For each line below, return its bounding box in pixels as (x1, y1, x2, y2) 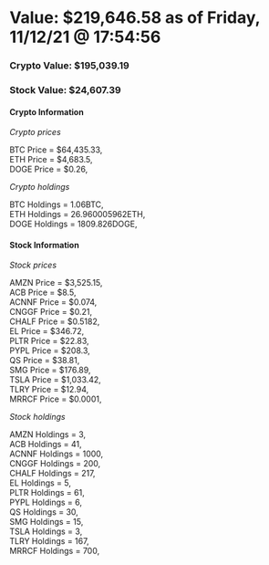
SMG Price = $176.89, (9, 364, 91, 376)
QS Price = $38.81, (9, 355, 80, 366)
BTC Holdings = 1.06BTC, (9, 199, 104, 210)
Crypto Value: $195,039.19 (9, 59, 129, 72)
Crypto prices (9, 127, 61, 138)
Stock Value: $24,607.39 (9, 84, 121, 97)
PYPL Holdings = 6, (9, 497, 83, 508)
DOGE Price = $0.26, (9, 163, 88, 175)
